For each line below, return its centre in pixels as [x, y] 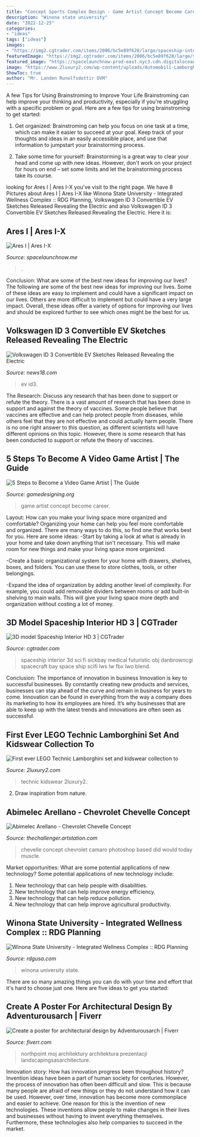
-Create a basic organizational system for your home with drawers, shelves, [99, 560]
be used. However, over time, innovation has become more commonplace [96, 1097]
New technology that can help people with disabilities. [81, 885]
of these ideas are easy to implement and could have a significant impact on [100, 293]
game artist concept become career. [65, 506]
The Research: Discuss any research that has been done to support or [92, 395]
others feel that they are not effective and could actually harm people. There [100, 421]
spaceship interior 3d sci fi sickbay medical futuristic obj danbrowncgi [107, 660]
